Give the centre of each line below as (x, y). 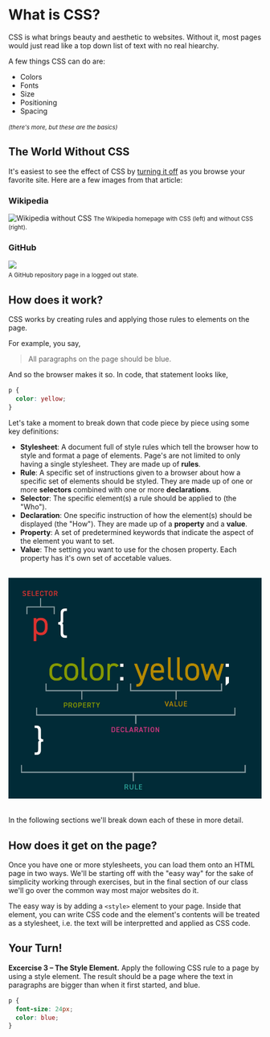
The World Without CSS (69, 152)
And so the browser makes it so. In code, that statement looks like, (119, 375)
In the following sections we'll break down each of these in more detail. (126, 820)
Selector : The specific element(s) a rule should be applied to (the (128, 498)
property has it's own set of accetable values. (96, 558)
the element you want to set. (67, 541)
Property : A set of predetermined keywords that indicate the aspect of (137, 532)
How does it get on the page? (83, 845)
